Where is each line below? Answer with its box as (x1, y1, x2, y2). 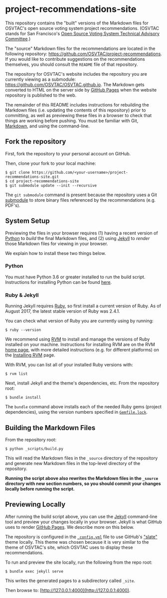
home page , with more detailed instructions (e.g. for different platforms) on (5, 347, 160, 353)
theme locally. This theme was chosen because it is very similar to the (5, 539, 149, 545)
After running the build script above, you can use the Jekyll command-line (5, 513, 158, 519)
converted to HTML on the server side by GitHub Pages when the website (5, 87, 157, 93)
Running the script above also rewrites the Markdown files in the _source (5, 475, 159, 481)
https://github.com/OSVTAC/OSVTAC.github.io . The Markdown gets (5, 81, 145, 88)
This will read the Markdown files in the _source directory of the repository (5, 455, 158, 461)
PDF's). (5, 202, 21, 208)
